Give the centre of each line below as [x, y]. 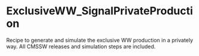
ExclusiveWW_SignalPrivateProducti [100, 11]
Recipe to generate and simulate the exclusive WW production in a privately [100, 40]
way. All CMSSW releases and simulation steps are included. [81, 46]
